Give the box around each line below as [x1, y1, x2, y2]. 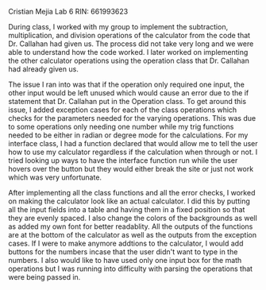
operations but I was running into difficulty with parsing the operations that [8, 264, 253, 273]
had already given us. [8, 64, 79, 74]
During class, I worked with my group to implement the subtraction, [8, 22, 229, 31]
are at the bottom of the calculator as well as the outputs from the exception [8, 230, 256, 239]
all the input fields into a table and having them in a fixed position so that [8, 205, 245, 214]
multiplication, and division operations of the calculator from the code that [8, 31, 251, 40]
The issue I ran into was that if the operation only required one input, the [8, 79, 245, 89]
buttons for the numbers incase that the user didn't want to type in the [8, 247, 238, 257]
